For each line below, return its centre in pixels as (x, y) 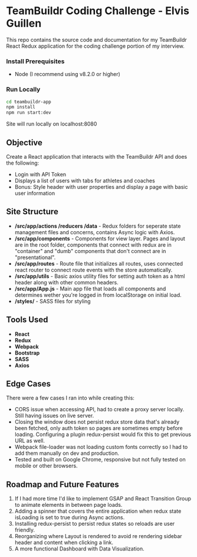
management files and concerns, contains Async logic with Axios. (95, 232)
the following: (23, 163)
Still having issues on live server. (54, 416)
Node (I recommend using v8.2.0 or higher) (68, 74)
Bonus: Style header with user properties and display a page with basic (101, 186)
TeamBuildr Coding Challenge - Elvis (98, 11)
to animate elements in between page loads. (68, 505)
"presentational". (35, 257)
